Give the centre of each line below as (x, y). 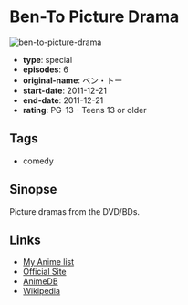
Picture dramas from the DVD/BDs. (74, 211)
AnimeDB (40, 281)
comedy (38, 161)
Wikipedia (42, 291)
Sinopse (33, 189)
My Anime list (48, 262)
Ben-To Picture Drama (94, 17)
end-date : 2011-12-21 (63, 100)
